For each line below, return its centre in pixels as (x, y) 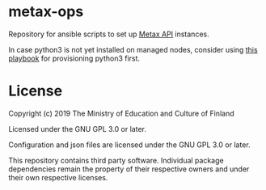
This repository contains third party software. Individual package (116, 160)
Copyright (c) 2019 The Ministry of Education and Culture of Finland (121, 113)
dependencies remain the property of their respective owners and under (129, 169)
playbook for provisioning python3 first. (74, 58)
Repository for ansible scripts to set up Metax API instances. (109, 34)
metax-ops (46, 12)
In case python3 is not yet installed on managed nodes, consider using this (133, 49)
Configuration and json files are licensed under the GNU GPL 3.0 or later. (129, 145)
